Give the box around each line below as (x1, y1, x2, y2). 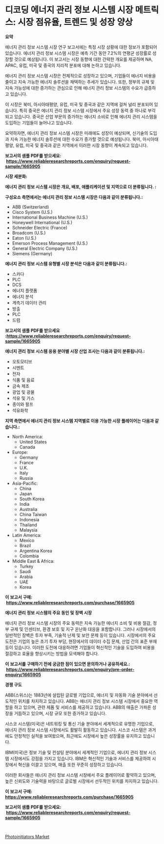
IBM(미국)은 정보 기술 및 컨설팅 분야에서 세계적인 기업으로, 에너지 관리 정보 (5, 749, 147, 755)
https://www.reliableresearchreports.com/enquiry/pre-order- (6, 666, 135, 672)
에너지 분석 (12, 293, 34, 299)
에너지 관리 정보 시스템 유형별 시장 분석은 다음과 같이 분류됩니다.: (5, 261, 127, 267)
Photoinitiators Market (5, 833, 50, 840)
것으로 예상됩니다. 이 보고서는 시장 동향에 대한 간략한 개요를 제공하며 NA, (14, 56, 153, 62)
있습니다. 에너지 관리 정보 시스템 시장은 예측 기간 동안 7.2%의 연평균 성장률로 (5, 50, 152, 56)
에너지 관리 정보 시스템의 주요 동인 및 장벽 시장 (5, 610, 92, 616)
